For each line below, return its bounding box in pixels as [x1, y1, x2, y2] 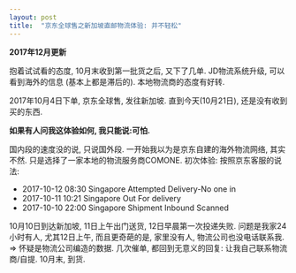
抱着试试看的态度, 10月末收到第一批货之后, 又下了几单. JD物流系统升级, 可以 [9, 65, 285, 76]
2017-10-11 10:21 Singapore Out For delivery [21, 193, 181, 203]
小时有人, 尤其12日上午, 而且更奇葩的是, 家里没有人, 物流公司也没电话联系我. [9, 231, 285, 242]
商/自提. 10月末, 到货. [9, 254, 86, 264]
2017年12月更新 [9, 46, 67, 57]
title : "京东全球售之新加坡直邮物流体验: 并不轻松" [9, 21, 182, 30]
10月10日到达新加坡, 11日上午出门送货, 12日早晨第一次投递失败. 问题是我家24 [9, 220, 287, 231]
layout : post [9, 12, 57, 22]
